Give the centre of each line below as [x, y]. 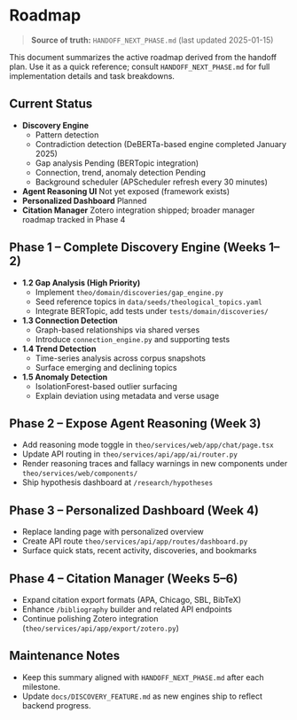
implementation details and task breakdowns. [92, 75]
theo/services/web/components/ [80, 474]
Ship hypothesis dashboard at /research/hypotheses [117, 482]
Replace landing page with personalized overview [113, 532]
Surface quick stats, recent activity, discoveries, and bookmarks [139, 551]
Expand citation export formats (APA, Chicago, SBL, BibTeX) [132, 600]
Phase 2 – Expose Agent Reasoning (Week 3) [135, 423]
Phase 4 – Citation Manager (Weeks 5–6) [124, 579]
